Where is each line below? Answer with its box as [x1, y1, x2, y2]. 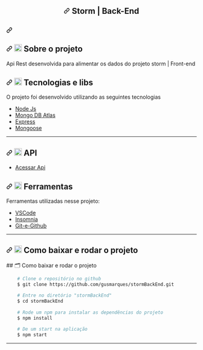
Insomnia [14, 216, 38, 223]
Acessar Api [14, 164, 46, 171]
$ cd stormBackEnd [17, 298, 63, 305]
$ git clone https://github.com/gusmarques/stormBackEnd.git [17, 281, 174, 288]
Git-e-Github [14, 222, 47, 229]
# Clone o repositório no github [17, 276, 101, 282]
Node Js [14, 105, 36, 113]
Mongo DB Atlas [14, 111, 56, 119]
